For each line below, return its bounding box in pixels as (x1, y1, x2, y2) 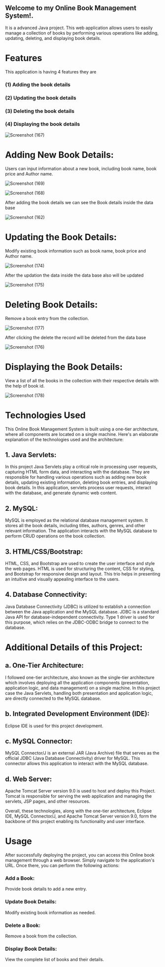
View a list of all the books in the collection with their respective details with (5, 377, 159, 384)
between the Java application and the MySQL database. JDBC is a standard (5, 609, 159, 614)
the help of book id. (5, 383, 45, 389)
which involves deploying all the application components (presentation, (5, 680, 150, 685)
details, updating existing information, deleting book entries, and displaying (5, 479, 158, 485)
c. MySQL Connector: (5, 737, 73, 745)
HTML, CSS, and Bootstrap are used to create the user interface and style (5, 560, 155, 566)
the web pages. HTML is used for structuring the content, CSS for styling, (5, 566, 155, 572)
